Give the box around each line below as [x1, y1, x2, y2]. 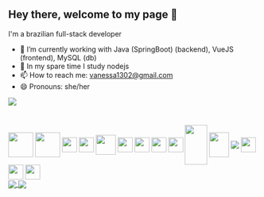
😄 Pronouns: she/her [19, 81, 90, 91]
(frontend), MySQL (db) [19, 52, 97, 62]
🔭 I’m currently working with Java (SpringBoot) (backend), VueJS [19, 44, 235, 54]
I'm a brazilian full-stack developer [8, 29, 122, 38]
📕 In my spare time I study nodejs [19, 61, 130, 71]
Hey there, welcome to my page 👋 [8, 8, 178, 21]
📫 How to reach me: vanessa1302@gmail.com [19, 70, 173, 79]
